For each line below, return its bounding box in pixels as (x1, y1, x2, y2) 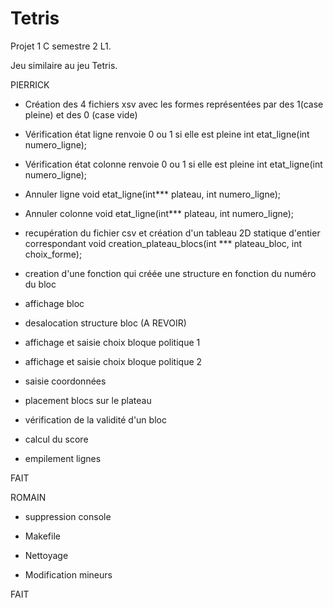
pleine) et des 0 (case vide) (24, 108, 138, 121)
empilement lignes (24, 452, 102, 464)
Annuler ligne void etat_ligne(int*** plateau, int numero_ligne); (24, 188, 281, 200)
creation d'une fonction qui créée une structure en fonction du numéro (24, 267, 317, 279)
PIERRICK (10, 78, 50, 91)
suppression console (24, 510, 112, 522)
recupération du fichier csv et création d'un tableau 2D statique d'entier (24, 227, 321, 239)
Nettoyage (24, 549, 69, 561)
